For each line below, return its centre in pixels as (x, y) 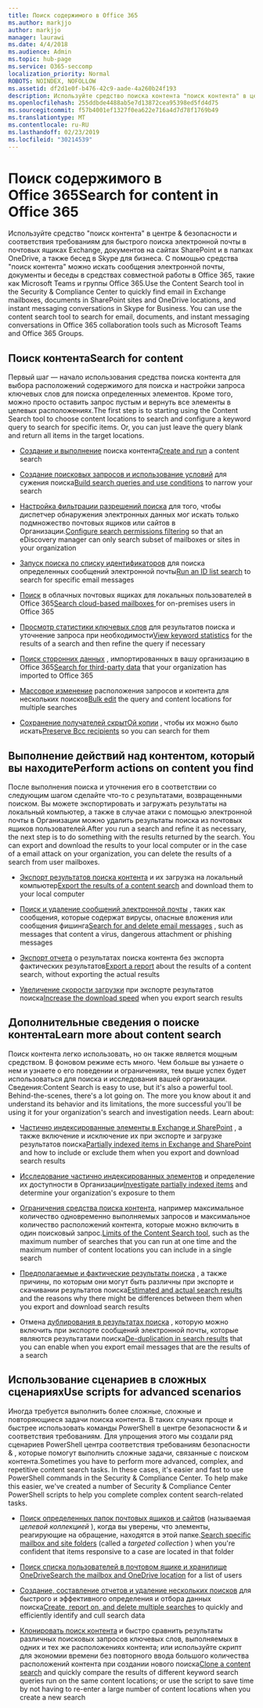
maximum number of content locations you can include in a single (126, 1249)
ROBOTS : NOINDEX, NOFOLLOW (52, 81)
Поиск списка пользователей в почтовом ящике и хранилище (123, 1567)
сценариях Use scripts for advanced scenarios (125, 1392)
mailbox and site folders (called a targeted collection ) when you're (127, 1543)
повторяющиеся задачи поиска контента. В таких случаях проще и (121, 1419)
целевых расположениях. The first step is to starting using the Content (123, 411)
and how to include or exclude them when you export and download (129, 1152)
